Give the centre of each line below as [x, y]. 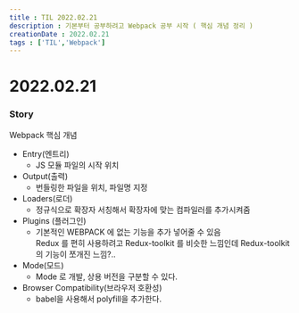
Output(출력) [45, 176]
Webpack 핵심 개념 [43, 135]
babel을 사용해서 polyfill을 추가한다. [99, 299]
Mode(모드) [43, 265]
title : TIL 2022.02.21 [54, 17]
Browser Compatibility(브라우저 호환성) [92, 287]
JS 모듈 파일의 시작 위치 [77, 165]
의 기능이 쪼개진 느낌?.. [75, 254]
